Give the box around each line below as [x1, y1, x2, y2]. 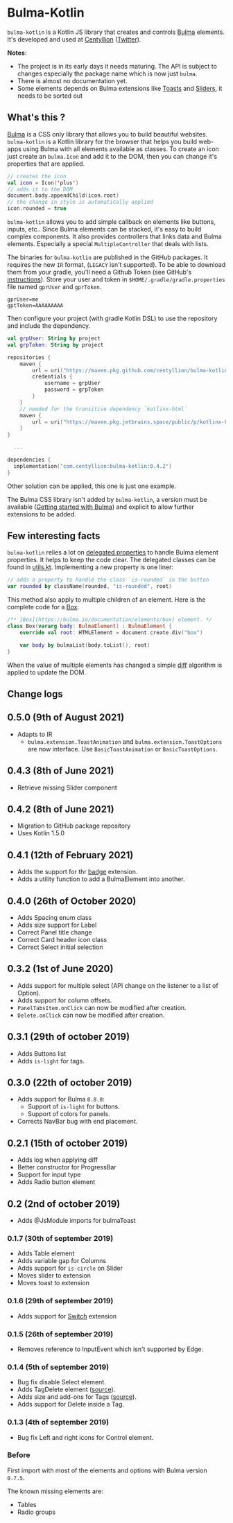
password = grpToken [44, 386, 104, 393]
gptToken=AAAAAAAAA [7, 302, 64, 309]
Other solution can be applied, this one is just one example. [7, 482, 177, 490]
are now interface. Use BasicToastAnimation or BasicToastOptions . [27, 745, 218, 753]
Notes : [7, 49, 27, 57]
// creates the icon [7, 173, 67, 180]
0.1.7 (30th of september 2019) [7, 1234, 114, 1243]
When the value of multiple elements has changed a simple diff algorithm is [7, 661, 223, 669]
